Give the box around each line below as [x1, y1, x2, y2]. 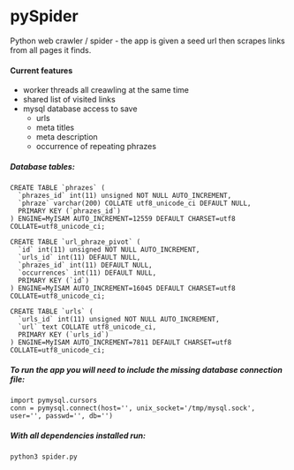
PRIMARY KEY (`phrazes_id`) [18, 207, 122, 216]
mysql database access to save [22, 103, 138, 114]
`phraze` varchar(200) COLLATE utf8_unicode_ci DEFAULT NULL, [18, 199, 252, 208]
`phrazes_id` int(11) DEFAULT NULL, [18, 261, 153, 270]
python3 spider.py [10, 452, 78, 461]
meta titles [35, 122, 74, 133]
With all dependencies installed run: [10, 430, 147, 441]
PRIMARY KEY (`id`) [18, 277, 90, 285]
